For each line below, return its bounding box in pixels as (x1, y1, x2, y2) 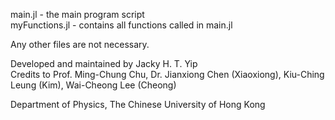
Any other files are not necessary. (10, 39, 150, 50)
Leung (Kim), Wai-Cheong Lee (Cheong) (10, 79, 177, 91)
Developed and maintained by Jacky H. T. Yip (10, 58, 198, 69)
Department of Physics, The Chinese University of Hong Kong (10, 99, 266, 110)
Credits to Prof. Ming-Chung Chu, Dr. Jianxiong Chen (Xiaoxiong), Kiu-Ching (10, 69, 325, 80)
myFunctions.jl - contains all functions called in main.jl (10, 19, 233, 31)
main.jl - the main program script (10, 9, 145, 20)
